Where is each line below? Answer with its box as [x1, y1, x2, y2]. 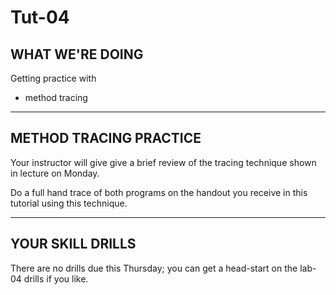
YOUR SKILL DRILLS [10, 236, 137, 253]
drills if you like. [23, 272, 89, 285]
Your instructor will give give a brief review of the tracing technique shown [10, 156, 317, 168]
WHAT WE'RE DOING [10, 46, 144, 63]
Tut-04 [10, 6, 70, 29]
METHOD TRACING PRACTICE [10, 130, 202, 147]
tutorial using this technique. [10, 197, 128, 209]
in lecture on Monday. [10, 167, 100, 179]
